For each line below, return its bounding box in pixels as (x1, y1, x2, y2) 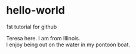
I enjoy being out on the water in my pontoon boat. (6, 41, 130, 48)
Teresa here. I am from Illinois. (6, 34, 81, 42)
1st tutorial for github (6, 23, 57, 30)
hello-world (6, 4, 66, 17)
